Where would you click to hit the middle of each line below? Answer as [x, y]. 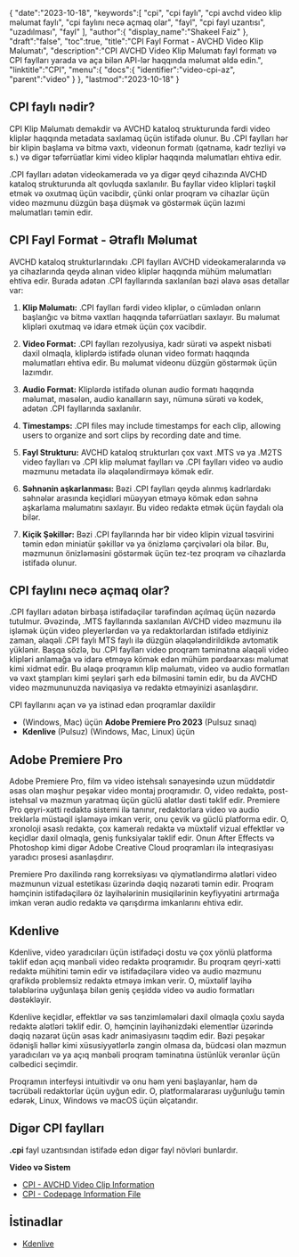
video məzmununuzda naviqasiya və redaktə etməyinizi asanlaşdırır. [134, 688]
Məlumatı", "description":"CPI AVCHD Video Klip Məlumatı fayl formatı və [143, 51]
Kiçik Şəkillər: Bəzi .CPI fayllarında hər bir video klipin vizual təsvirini [148, 534]
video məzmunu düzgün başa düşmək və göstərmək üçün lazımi [127, 202]
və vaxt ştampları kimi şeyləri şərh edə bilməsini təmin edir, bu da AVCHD [143, 678]
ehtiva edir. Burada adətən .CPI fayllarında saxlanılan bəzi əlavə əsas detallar [149, 281]
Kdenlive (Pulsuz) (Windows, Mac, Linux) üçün [109, 732]
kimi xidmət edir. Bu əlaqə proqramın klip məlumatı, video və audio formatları [149, 669]
